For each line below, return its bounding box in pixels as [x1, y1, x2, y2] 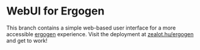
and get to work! [6, 37, 48, 44]
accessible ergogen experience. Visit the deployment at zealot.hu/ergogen [6, 30, 194, 37]
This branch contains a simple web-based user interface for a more [6, 24, 176, 31]
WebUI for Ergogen [6, 4, 105, 18]
